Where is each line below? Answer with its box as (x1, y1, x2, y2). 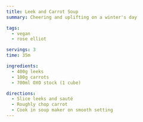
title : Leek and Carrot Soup (6, 8, 79, 15)
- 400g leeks (11, 68, 44, 74)
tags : (6, 25, 20, 31)
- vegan (11, 30, 31, 36)
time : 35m (6, 52, 31, 58)
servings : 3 (6, 47, 36, 53)
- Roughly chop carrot (11, 102, 68, 108)
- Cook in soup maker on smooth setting (11, 107, 113, 113)
